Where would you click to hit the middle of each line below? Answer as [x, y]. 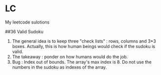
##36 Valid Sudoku [24, 31]
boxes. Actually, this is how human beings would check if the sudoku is [83, 46]
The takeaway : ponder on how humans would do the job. [70, 56]
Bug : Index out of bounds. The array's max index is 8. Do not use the [82, 62]
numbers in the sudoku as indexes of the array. [60, 67]
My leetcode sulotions [27, 22]
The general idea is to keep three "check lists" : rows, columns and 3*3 [84, 41]
